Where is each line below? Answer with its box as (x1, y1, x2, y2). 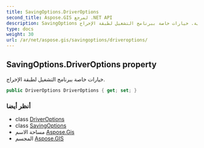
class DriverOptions (15, 115, 65, 123)
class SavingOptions (15, 122, 67, 129)
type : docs (6, 25, 34, 32)
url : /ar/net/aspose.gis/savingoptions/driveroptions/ (6, 37, 148, 43)
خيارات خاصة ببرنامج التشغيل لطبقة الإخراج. (6, 75, 105, 82)
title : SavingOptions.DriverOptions (6, 8, 99, 15)
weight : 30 (6, 32, 34, 38)
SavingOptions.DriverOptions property (6, 59, 157, 70)
